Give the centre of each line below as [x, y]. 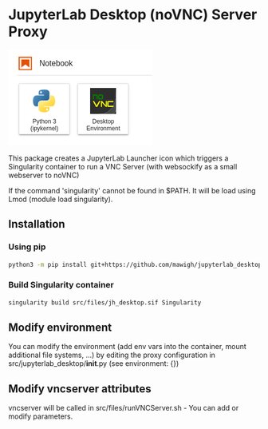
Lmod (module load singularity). [61, 199]
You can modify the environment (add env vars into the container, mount [128, 347]
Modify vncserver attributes [80, 389]
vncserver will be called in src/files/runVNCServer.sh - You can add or [124, 408]
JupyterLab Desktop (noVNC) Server [133, 15]
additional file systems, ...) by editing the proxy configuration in [112, 355]
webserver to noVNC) [44, 175]
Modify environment [60, 328]
